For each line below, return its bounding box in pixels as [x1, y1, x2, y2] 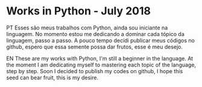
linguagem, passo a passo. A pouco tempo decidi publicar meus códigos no [6, 37, 195, 44]
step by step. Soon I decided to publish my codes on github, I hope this [6, 67, 183, 74]
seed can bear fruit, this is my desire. [6, 74, 98, 81]
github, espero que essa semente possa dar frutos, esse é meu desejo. [6, 43, 183, 50]
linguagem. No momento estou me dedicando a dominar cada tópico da [6, 30, 185, 37]
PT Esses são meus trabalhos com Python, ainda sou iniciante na [6, 24, 168, 31]
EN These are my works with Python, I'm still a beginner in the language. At [6, 55, 194, 62]
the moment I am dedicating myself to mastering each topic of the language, [6, 61, 197, 68]
